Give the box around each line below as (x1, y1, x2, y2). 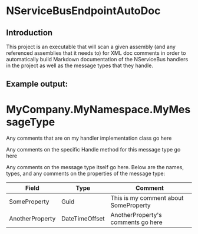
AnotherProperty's (110, 211, 162, 219)
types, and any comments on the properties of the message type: (6, 170, 166, 177)
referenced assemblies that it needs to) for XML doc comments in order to (6, 50, 186, 57)
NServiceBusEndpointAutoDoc (6, 4, 161, 18)
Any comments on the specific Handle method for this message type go (6, 146, 181, 153)
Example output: (6, 79, 68, 89)
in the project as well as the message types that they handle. (6, 62, 153, 69)
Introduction (6, 28, 53, 38)
